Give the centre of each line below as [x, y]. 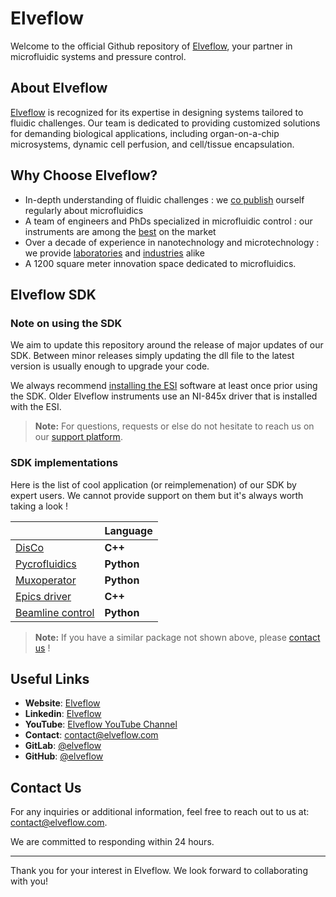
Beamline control [55, 612]
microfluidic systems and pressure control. [98, 56]
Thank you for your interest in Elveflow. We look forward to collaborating [159, 871]
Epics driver [43, 596]
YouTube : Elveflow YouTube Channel [101, 724]
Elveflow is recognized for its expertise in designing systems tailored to [157, 112]
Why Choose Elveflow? [84, 175]
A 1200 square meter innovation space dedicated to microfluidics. [160, 263]
